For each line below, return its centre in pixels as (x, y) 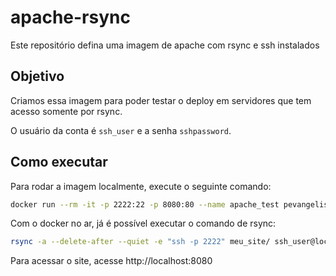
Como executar (59, 162)
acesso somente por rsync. (66, 111)
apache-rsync (70, 17)
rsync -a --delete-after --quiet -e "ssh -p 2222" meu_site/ (140, 242)
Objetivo (37, 76)
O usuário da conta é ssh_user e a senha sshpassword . (121, 130)
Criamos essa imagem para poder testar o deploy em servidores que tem (161, 100)
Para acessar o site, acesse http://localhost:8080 (111, 261)
